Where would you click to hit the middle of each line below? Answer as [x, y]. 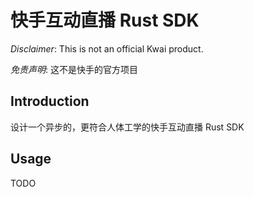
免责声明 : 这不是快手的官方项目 [74, 69]
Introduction [50, 101]
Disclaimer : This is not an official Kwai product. [107, 48]
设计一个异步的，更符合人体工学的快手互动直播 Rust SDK [127, 127]
